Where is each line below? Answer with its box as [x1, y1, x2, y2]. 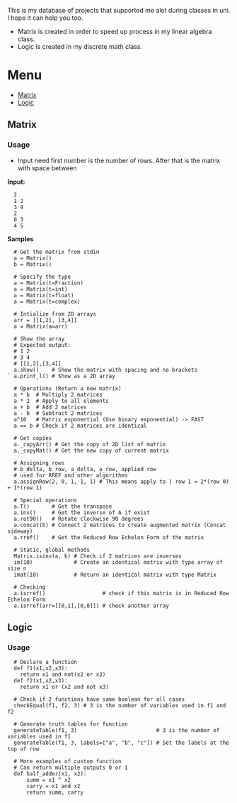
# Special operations [13, 497, 78, 504]
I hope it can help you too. [7, 13, 83, 22]
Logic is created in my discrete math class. [17, 43, 143, 50]
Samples [7, 234, 34, 243]
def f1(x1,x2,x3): [13, 665, 69, 672]
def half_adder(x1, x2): [13, 770, 87, 777]
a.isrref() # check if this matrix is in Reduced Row [13, 589, 230, 597]
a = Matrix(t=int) [13, 285, 69, 293]
